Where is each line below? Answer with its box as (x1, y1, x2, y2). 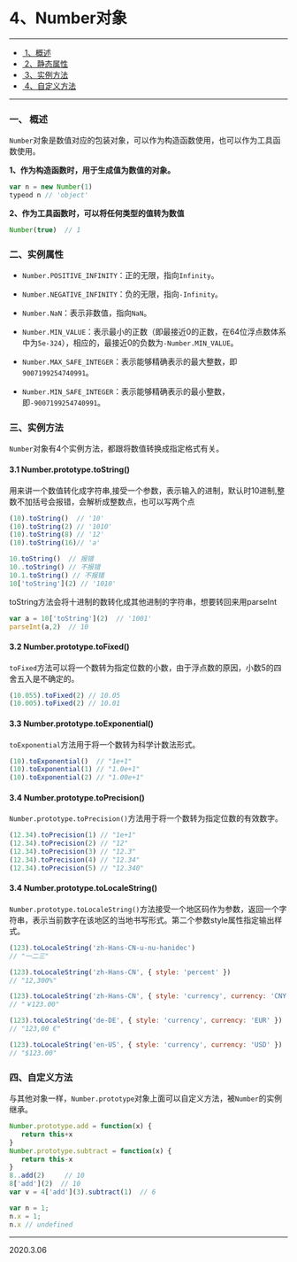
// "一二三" (9, 951, 49, 961)
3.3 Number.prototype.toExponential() (9, 718, 155, 729)
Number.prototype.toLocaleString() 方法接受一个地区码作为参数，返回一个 (9, 903, 280, 914)
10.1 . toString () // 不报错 (9, 570, 104, 580)
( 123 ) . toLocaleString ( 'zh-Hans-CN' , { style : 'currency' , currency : (9, 992, 267, 1001)
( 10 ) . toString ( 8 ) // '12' (9, 530, 104, 539)
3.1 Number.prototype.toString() (9, 464, 130, 475)
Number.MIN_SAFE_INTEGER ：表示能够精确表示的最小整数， (21, 386, 230, 397)
